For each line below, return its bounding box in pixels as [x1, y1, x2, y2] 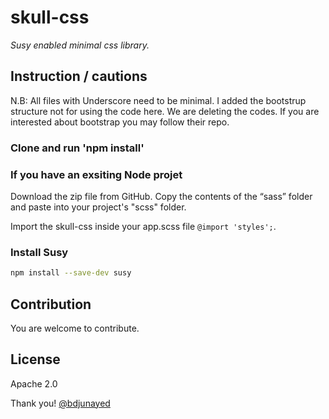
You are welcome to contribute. [10, 322, 140, 334]
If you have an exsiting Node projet [10, 167, 183, 181]
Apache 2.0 [10, 377, 58, 390]
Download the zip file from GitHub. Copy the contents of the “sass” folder [10, 190, 313, 202]
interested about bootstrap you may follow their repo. [10, 116, 230, 128]
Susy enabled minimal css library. [10, 39, 150, 51]
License [10, 351, 61, 368]
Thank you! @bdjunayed [10, 397, 111, 409]
